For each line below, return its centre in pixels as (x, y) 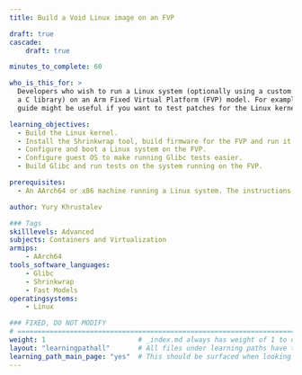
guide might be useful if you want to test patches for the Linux (144, 108)
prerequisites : (38, 183)
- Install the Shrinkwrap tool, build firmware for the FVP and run (148, 141)
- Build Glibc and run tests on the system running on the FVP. (140, 166)
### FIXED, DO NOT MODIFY (58, 323)
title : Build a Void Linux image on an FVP (92, 18)
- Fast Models (52, 290)
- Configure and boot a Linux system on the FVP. (112, 149)
